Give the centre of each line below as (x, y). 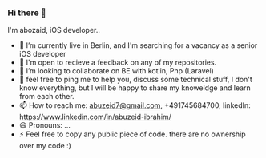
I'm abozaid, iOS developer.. (54, 30)
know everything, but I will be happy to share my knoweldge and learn (135, 88)
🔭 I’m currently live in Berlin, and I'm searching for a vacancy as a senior (138, 45)
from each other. (46, 97)
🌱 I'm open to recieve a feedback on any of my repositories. (118, 62)
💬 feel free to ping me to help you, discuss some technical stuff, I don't (136, 80)
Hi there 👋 (27, 13)
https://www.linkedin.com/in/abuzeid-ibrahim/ (95, 117)
